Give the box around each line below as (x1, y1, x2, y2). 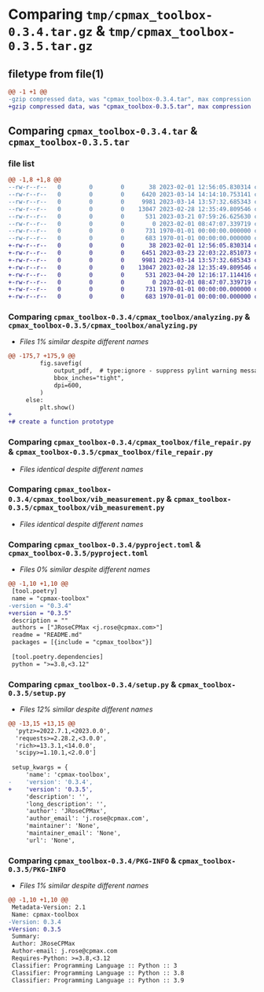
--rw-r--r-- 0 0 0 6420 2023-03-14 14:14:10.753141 (8, 191, 251, 199)
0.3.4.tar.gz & (8, 22, 106, 40)
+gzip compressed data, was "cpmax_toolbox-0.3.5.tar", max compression (8, 102, 251, 111)
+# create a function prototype (8, 418, 114, 426)
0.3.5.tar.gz (8, 39, 93, 54)
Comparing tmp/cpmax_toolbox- (8, 5, 214, 24)
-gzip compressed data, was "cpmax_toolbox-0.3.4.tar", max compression (8, 95, 251, 103)
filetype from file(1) (8, 67, 104, 80)
